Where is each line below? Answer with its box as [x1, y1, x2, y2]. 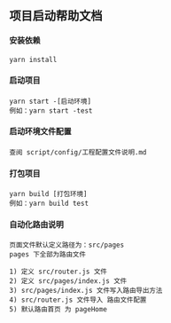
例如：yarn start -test [9, 106, 93, 115]
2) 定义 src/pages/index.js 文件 [9, 277, 128, 286]
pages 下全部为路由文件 [9, 250, 87, 259]
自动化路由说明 [9, 218, 64, 229]
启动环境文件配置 [9, 126, 72, 137]
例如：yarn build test [9, 199, 89, 209]
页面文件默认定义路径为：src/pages [9, 240, 125, 250]
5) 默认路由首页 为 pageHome [9, 305, 108, 314]
